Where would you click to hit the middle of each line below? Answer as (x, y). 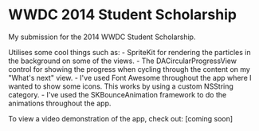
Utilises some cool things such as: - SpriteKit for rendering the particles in (129, 52)
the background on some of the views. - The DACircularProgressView (123, 61)
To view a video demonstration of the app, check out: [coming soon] (121, 118)
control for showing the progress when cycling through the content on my (129, 69)
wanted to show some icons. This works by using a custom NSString (121, 86)
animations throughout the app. (60, 103)
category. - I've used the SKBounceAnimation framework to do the (118, 94)
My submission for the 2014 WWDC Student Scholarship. (102, 37)
